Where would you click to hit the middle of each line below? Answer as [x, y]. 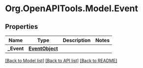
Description [77, 40]
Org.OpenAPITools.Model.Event [71, 9]
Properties [22, 27]
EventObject [43, 48]
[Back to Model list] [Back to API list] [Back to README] [61, 61]
